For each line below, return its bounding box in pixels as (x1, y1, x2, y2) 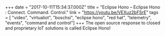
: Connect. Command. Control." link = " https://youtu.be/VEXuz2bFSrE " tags (5, 9, 159, 15)
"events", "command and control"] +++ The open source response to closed (5, 20, 161, 26)
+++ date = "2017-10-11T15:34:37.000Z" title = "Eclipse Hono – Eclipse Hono (5, 4, 161, 10)
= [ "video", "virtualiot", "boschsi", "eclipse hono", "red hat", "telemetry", (5, 15, 152, 20)
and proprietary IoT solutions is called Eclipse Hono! (5, 25, 111, 31)
